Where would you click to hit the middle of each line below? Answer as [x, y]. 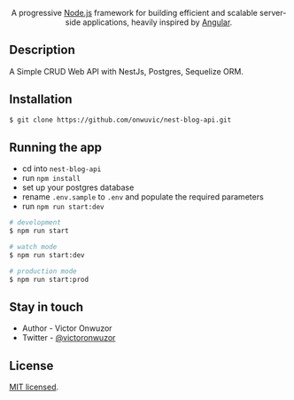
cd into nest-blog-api [62, 169]
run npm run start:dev [63, 207]
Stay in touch [46, 306]
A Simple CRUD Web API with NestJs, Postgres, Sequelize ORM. [126, 71]
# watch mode [33, 247]
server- [273, 13]
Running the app [55, 147]
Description [42, 50]
